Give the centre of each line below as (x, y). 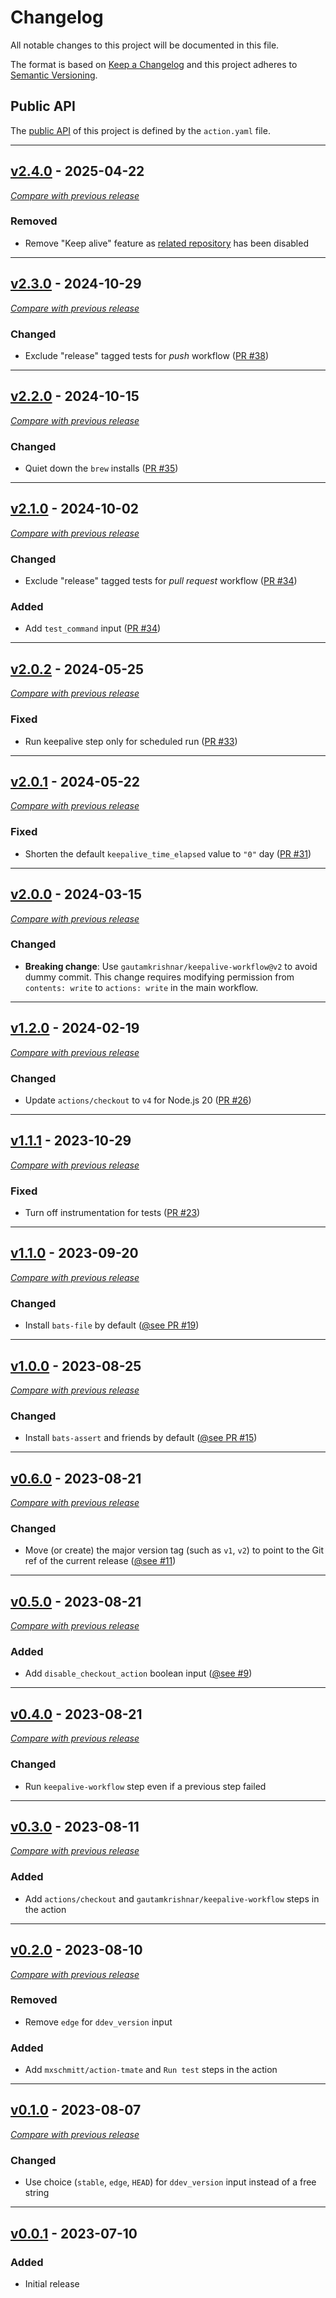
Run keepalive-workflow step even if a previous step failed (145, 1786)
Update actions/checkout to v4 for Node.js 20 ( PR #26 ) (138, 1100)
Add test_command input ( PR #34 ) (93, 628)
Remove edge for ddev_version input (98, 2022)
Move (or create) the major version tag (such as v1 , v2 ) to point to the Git (174, 1550)
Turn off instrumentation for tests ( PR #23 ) (112, 1213)
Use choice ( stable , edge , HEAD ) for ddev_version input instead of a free (170, 2182)
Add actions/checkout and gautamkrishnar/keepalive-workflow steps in (172, 1898)
